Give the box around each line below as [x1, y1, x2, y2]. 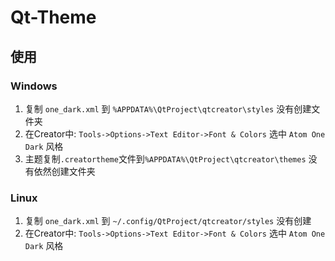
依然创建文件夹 [33, 165, 96, 177]
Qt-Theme [10, 6, 97, 29]
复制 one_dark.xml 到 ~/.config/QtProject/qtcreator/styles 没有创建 [24, 215, 312, 227]
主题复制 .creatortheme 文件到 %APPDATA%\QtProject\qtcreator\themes [24, 152, 307, 165]
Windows [10, 79, 58, 93]
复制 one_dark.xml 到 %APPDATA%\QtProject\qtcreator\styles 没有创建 [24, 102, 312, 115]
